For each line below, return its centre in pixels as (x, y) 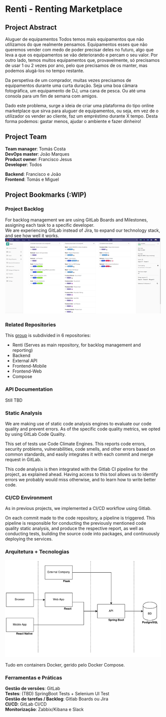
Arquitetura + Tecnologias (37, 552)
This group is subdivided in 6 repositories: (48, 336)
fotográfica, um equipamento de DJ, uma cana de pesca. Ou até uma (75, 91)
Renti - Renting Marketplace (64, 9)
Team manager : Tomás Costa (35, 149)
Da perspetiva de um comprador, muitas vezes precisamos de (68, 80)
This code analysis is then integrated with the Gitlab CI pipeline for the (77, 469)
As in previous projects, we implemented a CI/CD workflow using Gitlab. (78, 508)
